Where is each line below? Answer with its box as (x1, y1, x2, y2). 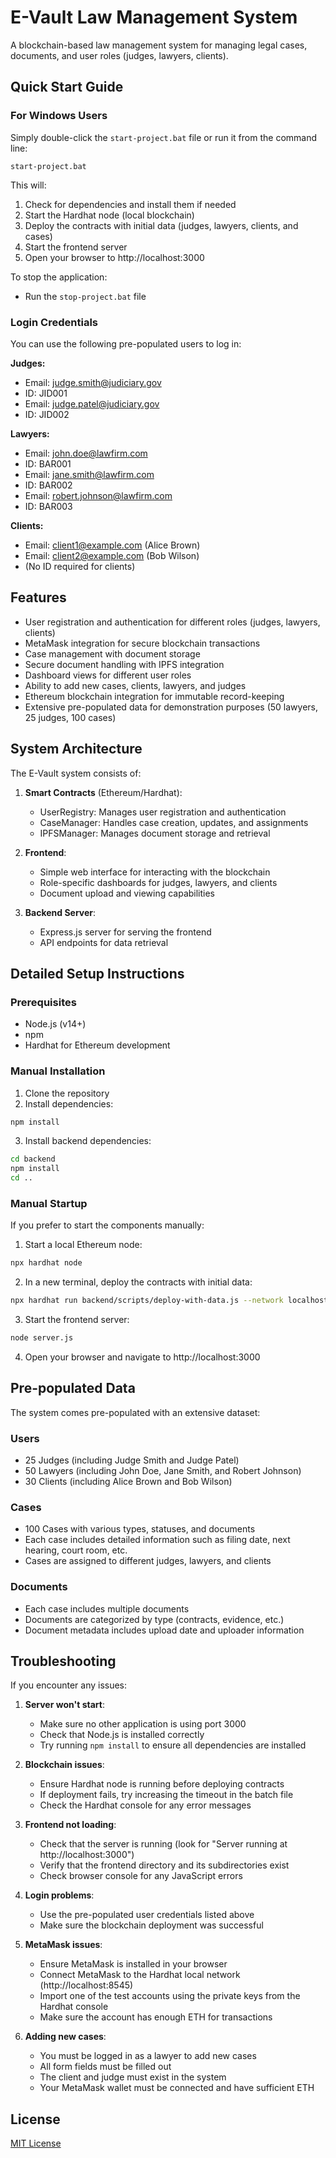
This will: (10, 179, 47, 191)
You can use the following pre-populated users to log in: (10, 337, 242, 350)
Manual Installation (10, 1064, 106, 1078)
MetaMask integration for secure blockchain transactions (24, 637, 261, 649)
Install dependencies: (24, 1097, 114, 1110)
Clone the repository (24, 1087, 110, 1099)
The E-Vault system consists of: (10, 767, 142, 779)
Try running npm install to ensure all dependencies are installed (39, 1739, 307, 1751)
